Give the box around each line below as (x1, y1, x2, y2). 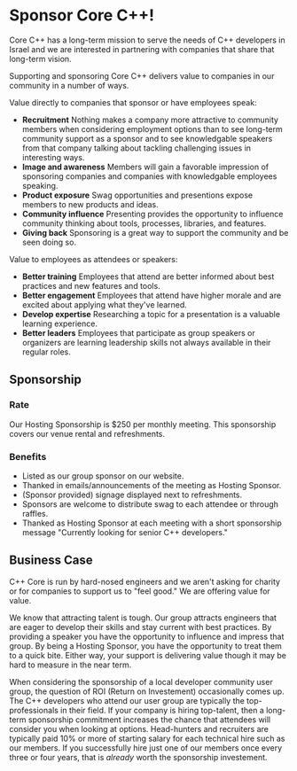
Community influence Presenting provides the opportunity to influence (21, 208, 284, 219)
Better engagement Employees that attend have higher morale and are (21, 290, 282, 300)
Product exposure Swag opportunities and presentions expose (21, 190, 254, 200)
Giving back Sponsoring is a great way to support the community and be (21, 227, 289, 238)
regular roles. (21, 347, 71, 357)
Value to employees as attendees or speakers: (9, 253, 178, 264)
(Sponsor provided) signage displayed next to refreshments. (21, 489, 243, 500)
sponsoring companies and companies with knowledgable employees (21, 170, 277, 182)
